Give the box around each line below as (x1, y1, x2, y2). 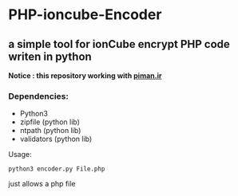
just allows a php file (8, 179, 76, 189)
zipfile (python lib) (19, 117, 80, 127)
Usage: (8, 150, 32, 159)
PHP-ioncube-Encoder (8, 6, 162, 24)
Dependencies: (8, 90, 69, 101)
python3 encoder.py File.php (8, 165, 105, 173)
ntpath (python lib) (19, 126, 81, 135)
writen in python (8, 49, 92, 63)
